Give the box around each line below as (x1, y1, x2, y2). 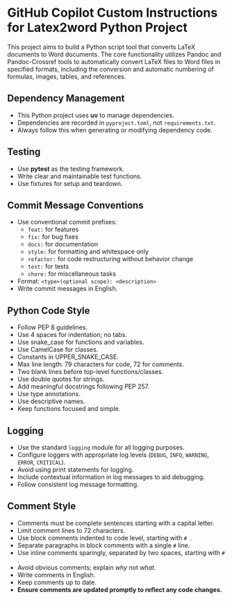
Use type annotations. (17, 390, 81, 398)
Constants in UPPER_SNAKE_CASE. (17, 353, 119, 361)
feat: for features (27, 225, 79, 234)
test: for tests (27, 263, 69, 271)
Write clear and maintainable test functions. (17, 172, 142, 180)
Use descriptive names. (17, 397, 85, 405)
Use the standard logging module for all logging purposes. (17, 444, 185, 451)
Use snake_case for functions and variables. (17, 338, 144, 346)
